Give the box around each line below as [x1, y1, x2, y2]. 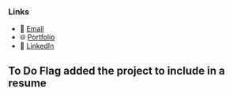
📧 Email [19, 24, 45, 34]
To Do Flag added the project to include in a [8, 64, 225, 77]
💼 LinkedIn [19, 42, 54, 51]
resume [8, 76, 47, 90]
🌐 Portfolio [19, 32, 55, 42]
